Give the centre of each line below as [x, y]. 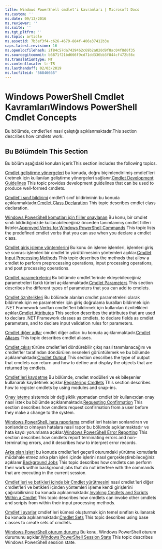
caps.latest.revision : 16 [31, 46]
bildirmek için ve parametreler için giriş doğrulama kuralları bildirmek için [77, 302]
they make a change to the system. [40, 412]
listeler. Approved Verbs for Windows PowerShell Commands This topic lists [80, 228]
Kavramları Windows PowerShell [71, 107]
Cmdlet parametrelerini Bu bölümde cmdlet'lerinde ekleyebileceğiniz [73, 277]
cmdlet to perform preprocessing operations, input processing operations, [79, 263]
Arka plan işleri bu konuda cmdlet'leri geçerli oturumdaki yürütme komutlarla [81, 452]
